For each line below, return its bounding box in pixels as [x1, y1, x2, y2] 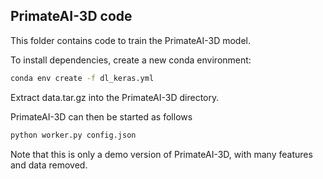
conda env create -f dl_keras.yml [10, 73, 155, 83]
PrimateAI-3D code [10, 8, 133, 25]
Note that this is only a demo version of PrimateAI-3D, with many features [10, 148, 313, 160]
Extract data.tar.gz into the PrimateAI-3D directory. [10, 91, 220, 103]
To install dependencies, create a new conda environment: [10, 54, 252, 66]
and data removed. [10, 159, 88, 171]
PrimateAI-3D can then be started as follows [10, 110, 193, 123]
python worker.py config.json [10, 130, 137, 140]
